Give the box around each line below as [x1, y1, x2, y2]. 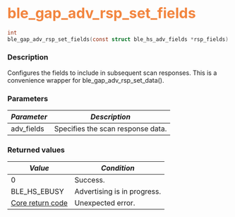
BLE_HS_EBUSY [11, 187, 65, 197]
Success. [74, 175, 105, 185]
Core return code [11, 198, 68, 208]
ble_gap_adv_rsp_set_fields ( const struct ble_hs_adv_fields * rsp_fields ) [7, 35, 229, 43]
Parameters [7, 93, 48, 103]
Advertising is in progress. [74, 187, 161, 197]
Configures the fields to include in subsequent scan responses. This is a [7, 69, 217, 77]
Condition [101, 163, 135, 173]
